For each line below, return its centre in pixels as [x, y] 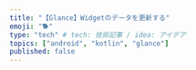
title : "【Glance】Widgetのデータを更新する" [90, 18]
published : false [42, 52]
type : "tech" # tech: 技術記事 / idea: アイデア [98, 35]
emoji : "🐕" [31, 26]
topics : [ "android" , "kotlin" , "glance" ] [89, 43]
